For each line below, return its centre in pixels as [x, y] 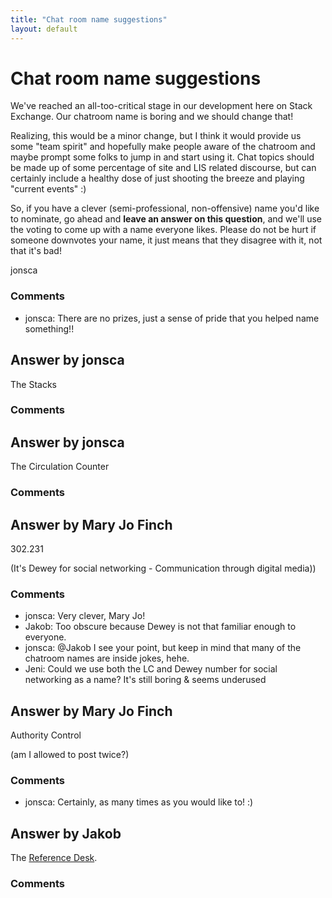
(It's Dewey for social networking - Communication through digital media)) [163, 568]
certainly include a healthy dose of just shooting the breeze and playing [157, 178]
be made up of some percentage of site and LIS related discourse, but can [163, 168]
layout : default [44, 29]
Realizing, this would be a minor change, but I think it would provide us [156, 136]
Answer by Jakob [66, 833]
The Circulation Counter [60, 467]
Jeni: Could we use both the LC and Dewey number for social [151, 669]
